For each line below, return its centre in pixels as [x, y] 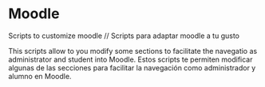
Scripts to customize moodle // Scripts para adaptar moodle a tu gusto [124, 36]
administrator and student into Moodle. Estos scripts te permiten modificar [131, 59]
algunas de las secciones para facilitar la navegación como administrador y [132, 67]
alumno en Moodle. [40, 76]
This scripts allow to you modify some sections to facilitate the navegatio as [133, 51]
